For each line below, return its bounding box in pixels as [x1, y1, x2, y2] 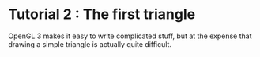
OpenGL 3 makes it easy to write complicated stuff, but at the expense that [8, 31, 252, 41]
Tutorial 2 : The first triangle [8, 5, 196, 23]
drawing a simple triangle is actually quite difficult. [8, 39, 172, 48]
